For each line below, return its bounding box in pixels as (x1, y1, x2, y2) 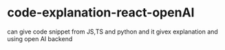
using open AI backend (7, 34, 73, 42)
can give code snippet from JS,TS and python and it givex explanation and (7, 27, 218, 36)
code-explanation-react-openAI (7, 5, 195, 21)
